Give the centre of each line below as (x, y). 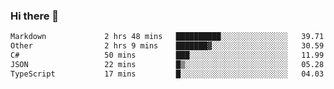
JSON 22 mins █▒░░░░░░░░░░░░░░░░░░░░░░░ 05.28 (167, 64)
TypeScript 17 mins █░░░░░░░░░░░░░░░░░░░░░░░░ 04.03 (167, 74)
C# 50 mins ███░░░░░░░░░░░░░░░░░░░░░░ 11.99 (167, 55)
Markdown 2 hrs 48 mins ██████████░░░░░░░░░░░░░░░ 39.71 (167, 37)
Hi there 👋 (35, 16)
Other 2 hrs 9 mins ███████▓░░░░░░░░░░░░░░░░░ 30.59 (167, 46)
